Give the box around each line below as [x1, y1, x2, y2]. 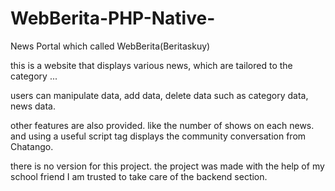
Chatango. [10, 140, 54, 152]
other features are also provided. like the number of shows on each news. [10, 119, 315, 131]
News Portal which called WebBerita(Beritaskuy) [10, 40, 211, 52]
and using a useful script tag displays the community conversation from [10, 130, 307, 142]
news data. [10, 100, 56, 112]
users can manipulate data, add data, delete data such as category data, [10, 89, 309, 101]
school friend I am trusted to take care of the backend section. [10, 170, 268, 182]
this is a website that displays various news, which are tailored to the [10, 59, 293, 71]
